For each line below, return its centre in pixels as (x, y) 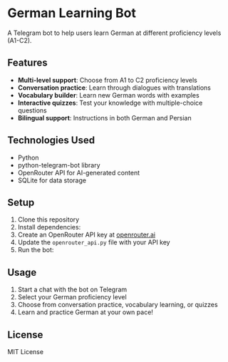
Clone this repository (48, 219)
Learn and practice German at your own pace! (85, 312)
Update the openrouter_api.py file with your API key (94, 242)
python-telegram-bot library (59, 165)
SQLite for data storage (52, 180)
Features (27, 63)
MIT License (26, 352)
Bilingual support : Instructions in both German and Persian (104, 118)
